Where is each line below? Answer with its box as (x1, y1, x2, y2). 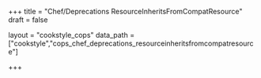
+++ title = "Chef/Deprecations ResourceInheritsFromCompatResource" (8, 7, 243, 16)
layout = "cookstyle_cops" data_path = (8, 31, 135, 39)
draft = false (8, 15, 48, 24)
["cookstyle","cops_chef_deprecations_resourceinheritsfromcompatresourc (8, 39, 255, 48)
